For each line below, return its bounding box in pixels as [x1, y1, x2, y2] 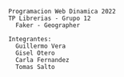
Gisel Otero [14, 49, 55, 57]
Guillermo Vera [14, 42, 66, 50]
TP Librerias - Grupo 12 [8, 14, 91, 22]
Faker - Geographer [14, 21, 80, 29]
